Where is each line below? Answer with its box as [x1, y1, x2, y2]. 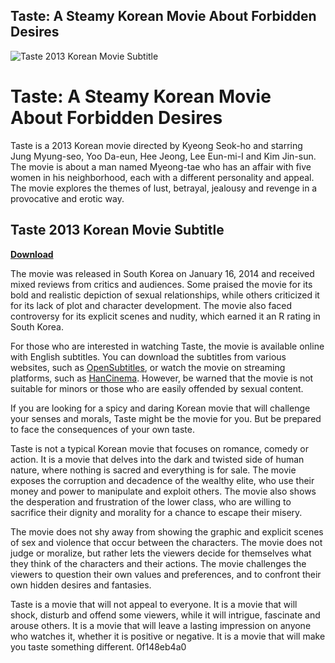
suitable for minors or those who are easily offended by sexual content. [10, 382, 304, 394]
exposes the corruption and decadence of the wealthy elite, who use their [10, 474, 315, 486]
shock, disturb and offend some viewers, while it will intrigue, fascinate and [10, 609, 321, 621]
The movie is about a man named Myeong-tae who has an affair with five [10, 160, 312, 173]
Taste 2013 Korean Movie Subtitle [10, 222, 225, 239]
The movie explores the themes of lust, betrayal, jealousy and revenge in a [10, 182, 318, 194]
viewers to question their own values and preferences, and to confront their [10, 568, 322, 580]
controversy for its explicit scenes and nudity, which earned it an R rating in [10, 310, 321, 322]
